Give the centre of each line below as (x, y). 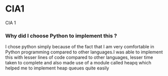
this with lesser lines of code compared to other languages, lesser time (79, 57)
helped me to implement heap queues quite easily (57, 68)
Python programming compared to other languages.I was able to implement (84, 52)
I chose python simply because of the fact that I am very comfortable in (80, 47)
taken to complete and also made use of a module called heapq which (78, 63)
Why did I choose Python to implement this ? (61, 36)
